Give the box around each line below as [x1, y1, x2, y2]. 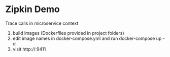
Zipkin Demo [5, 4, 60, 15]
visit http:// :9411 [12, 46, 46, 52]
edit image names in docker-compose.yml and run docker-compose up [12, 35, 162, 41]
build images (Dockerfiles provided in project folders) [12, 30, 124, 36]
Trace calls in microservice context [5, 20, 79, 26]
